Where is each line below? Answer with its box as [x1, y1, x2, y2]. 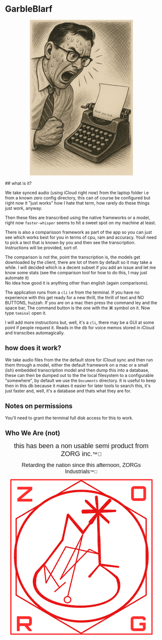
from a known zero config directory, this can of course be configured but [5, 195, 151, 200]
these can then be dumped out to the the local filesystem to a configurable [5, 372, 154, 378]
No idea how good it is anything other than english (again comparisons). [5, 280, 149, 285]
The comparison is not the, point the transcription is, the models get [5, 254, 140, 260]
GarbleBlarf [5, 3, 53, 15]
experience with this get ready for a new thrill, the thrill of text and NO [5, 294, 144, 300]
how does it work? [5, 344, 61, 352]
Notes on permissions [5, 402, 73, 410]
